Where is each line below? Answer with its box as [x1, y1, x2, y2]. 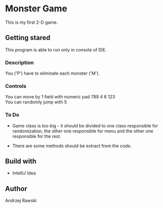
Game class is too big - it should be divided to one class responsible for [12, 123, 159, 128]
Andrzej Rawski [5, 198, 37, 204]
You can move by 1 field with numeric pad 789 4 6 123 [5, 94, 115, 100]
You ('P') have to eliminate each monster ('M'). [5, 70, 100, 77]
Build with [5, 157, 37, 166]
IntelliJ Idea [12, 170, 36, 176]
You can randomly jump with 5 [5, 99, 67, 105]
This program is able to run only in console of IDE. [5, 46, 107, 52]
